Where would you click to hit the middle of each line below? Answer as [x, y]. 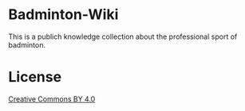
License [35, 77]
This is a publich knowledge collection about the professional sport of [123, 36]
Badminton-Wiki [63, 15]
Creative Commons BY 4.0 [52, 99]
